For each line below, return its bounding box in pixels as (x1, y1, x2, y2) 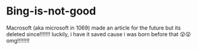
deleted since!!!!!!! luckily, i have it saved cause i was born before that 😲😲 (6, 30, 192, 37)
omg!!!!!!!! (6, 37, 30, 44)
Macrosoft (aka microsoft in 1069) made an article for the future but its (6, 24, 181, 31)
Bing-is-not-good (6, 4, 96, 18)
